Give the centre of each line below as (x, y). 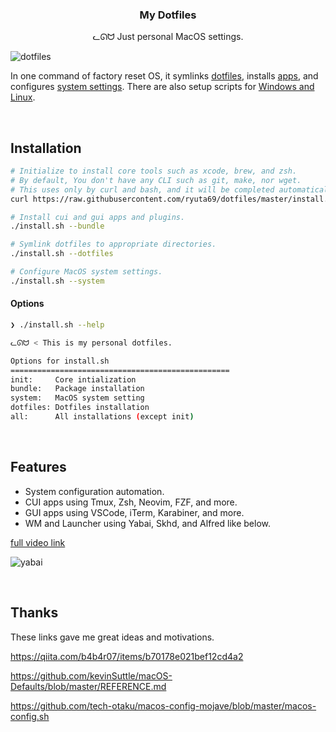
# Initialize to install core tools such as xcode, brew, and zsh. (154, 171)
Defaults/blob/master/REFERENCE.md (88, 686)
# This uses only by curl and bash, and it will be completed (142, 189)
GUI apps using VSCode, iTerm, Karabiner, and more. (134, 512)
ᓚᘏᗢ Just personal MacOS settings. (168, 37)
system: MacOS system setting (77, 398)
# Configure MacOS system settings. (86, 272)
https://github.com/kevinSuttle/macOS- (91, 675)
